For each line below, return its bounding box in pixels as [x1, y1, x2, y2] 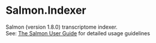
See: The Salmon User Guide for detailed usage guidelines [5, 29, 151, 36]
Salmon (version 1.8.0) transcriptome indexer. [5, 23, 118, 30]
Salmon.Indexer [5, 4, 86, 17]
